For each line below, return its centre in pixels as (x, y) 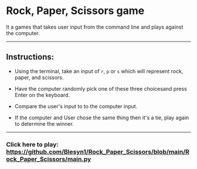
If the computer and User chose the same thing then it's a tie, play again (102, 118)
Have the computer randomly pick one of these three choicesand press (101, 88)
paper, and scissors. (39, 77)
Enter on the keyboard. (42, 95)
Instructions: (30, 57)
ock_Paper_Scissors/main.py (49, 159)
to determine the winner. (44, 123)
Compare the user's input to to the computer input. (76, 106)
